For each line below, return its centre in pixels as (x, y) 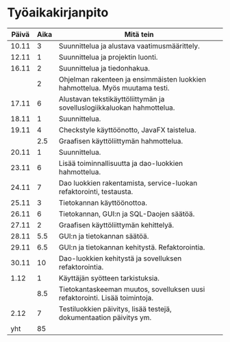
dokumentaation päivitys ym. (105, 317)
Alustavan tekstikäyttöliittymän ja (112, 99)
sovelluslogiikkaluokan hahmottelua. (117, 108)
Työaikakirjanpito (58, 13)
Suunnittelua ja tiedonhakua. (104, 68)
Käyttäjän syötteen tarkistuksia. (109, 278)
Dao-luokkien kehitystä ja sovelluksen (120, 258)
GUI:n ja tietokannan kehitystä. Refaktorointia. (132, 247)
